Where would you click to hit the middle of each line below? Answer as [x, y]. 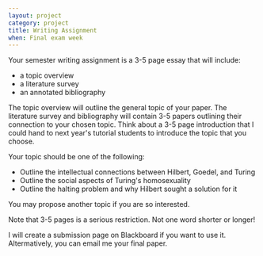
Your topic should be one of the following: [76, 157]
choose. [21, 141]
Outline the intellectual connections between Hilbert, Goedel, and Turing [137, 172]
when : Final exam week [46, 38]
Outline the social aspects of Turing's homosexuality [105, 181]
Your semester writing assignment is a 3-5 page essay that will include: [125, 60]
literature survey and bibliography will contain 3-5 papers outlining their [125, 117]
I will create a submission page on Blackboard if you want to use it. [117, 235]
